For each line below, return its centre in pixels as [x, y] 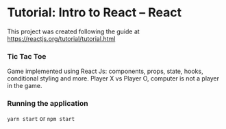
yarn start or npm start [41, 118]
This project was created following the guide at [74, 31]
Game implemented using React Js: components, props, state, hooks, [105, 71]
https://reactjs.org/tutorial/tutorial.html [61, 38]
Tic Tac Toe [27, 56]
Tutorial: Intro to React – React [95, 13]
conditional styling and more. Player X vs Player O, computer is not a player [113, 78]
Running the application [48, 104]
